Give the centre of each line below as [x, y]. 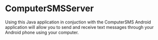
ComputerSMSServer [49, 9]
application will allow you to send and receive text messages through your [79, 27]
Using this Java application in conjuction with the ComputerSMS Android [78, 22]
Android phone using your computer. [42, 32]
